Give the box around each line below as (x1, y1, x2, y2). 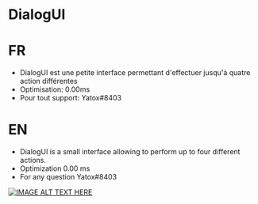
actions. (19, 156, 46, 165)
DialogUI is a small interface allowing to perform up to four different (19, 147, 241, 157)
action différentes (19, 77, 78, 86)
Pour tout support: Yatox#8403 (19, 93, 122, 103)
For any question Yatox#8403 (19, 172, 117, 182)
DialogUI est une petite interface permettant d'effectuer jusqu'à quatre (19, 68, 251, 77)
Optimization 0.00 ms (19, 164, 90, 173)
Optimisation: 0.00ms (19, 85, 90, 94)
